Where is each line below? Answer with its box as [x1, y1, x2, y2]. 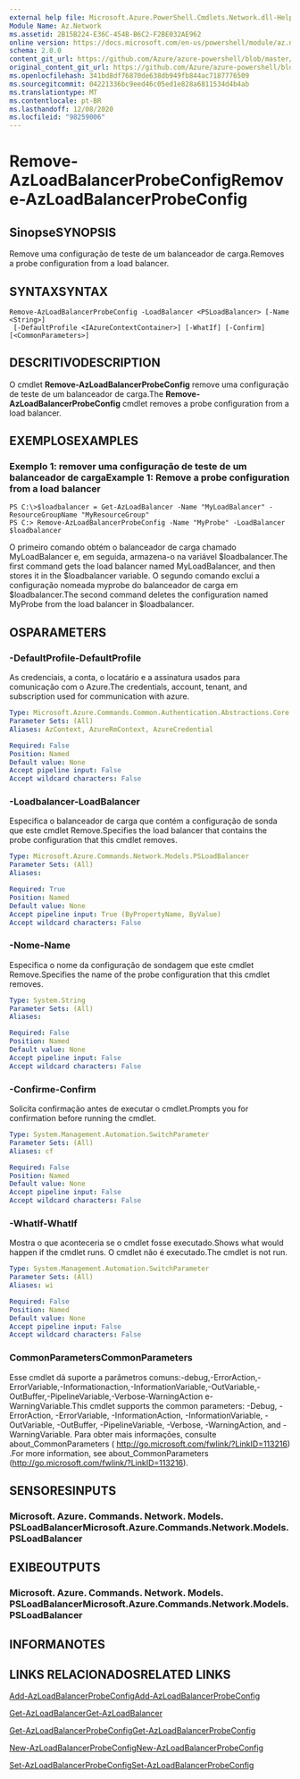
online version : [9, 38, 70, 47]
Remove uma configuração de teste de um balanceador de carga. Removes [9, 249, 285, 259]
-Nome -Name [9, 940, 71, 952]
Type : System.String [9, 996, 87, 1005]
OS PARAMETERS [9, 625, 107, 640]
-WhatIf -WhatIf [9, 1217, 78, 1229]
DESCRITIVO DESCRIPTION [9, 355, 161, 371]
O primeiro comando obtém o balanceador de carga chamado [9, 542, 237, 552]
